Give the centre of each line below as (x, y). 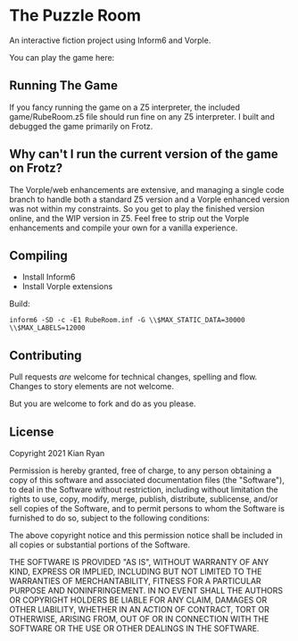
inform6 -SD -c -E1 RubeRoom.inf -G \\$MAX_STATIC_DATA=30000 (127, 320)
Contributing (46, 355)
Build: (20, 304)
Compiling (39, 255)
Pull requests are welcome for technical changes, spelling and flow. (133, 377)
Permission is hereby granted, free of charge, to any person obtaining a (141, 470)
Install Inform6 (49, 277)
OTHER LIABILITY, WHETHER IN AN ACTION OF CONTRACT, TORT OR (139, 609)
